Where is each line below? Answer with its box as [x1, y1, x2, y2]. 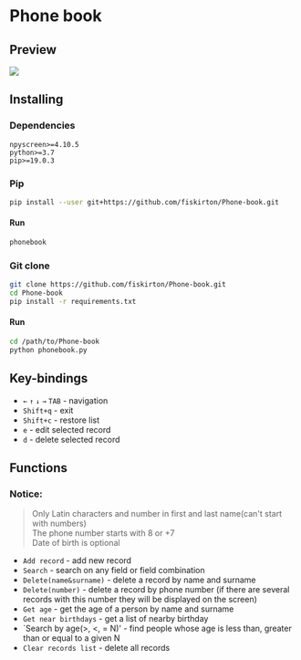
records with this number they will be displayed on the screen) [22, 594, 258, 605]
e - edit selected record [22, 424, 111, 435]
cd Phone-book [9, 288, 64, 298]
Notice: [9, 487, 43, 500]
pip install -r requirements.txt [9, 297, 137, 306]
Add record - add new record [22, 555, 132, 566]
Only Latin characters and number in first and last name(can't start [31, 508, 283, 519]
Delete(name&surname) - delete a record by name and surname [22, 574, 257, 585]
